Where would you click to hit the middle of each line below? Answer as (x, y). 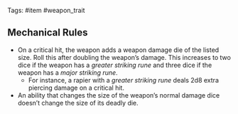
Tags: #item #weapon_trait (46, 10)
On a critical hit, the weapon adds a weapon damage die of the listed (118, 50)
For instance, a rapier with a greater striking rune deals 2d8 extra (123, 80)
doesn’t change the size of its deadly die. (78, 103)
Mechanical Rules (48, 32)
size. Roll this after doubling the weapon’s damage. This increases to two (124, 57)
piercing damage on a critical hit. (76, 88)
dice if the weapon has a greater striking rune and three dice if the (115, 65)
